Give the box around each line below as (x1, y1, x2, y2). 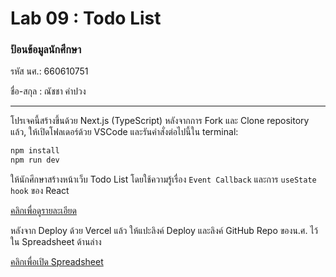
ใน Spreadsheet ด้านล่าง (10, 236, 102, 248)
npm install (10, 146, 60, 156)
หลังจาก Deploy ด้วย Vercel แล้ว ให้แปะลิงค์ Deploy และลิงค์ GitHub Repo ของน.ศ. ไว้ (10, 225, 319, 237)
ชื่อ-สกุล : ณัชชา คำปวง (10, 85, 87, 97)
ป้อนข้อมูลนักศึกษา (10, 43, 82, 57)
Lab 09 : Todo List (10, 7, 162, 30)
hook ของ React (10, 185, 70, 197)
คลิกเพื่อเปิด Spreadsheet (10, 256, 104, 268)
